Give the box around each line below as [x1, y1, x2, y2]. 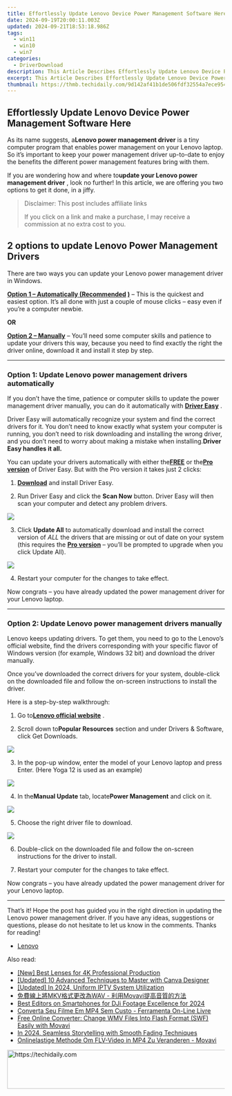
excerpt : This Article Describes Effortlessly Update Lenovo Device [7, 74, 209, 82]
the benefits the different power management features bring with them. [7, 158, 209, 166]
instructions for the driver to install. [17, 852, 117, 861]
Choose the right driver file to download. [17, 819, 133, 827]
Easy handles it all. [7, 444, 62, 453]
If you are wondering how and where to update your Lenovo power [7, 171, 198, 180]
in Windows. [7, 276, 43, 284]
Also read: [7, 956, 37, 964]
